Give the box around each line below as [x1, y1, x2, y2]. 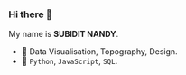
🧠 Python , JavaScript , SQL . [21, 56, 118, 67]
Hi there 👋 [8, 8, 53, 21]
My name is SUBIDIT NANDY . [8, 29, 119, 40]
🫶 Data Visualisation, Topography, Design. [21, 46, 178, 57]
